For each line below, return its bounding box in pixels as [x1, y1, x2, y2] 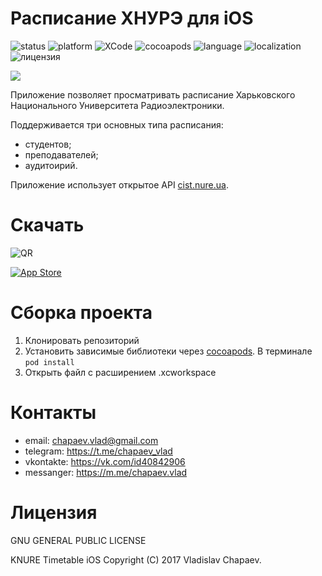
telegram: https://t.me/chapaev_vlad [24, 445, 173, 457]
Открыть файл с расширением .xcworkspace [24, 366, 217, 378]
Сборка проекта [10, 302, 153, 324]
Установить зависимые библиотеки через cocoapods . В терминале [24, 345, 313, 357]
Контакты [10, 402, 97, 424]
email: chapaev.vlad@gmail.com [24, 434, 159, 446]
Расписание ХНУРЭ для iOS [10, 7, 254, 30]
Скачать [10, 214, 85, 237]
